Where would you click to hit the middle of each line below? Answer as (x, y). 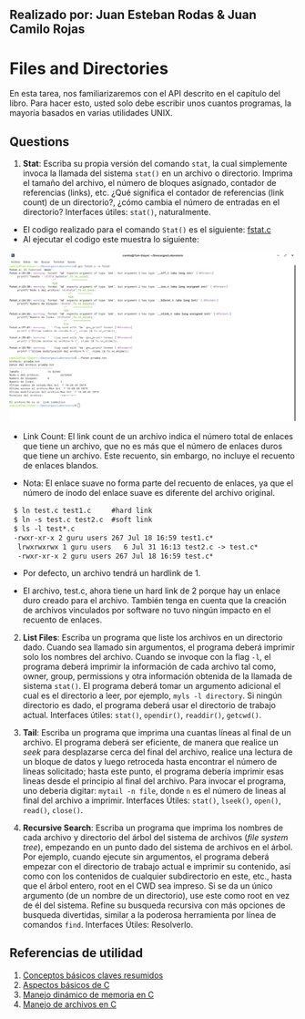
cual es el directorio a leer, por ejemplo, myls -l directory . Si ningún (152, 695)
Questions (40, 142)
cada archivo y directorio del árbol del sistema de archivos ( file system (155, 837)
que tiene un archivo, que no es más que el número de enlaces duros (152, 446)
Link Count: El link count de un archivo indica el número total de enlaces (158, 436)
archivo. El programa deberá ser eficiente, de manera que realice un (151, 742)
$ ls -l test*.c (44, 529)
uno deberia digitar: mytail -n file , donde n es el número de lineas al (154, 790)
